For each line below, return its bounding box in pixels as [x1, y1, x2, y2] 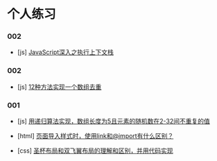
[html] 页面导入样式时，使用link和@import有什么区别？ [17, 132, 174, 140]
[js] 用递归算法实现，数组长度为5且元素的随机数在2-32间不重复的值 [17, 117, 210, 126]
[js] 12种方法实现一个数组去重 [17, 83, 102, 91]
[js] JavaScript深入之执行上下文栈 [17, 48, 114, 56]
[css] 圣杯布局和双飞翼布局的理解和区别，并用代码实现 [17, 146, 173, 155]
